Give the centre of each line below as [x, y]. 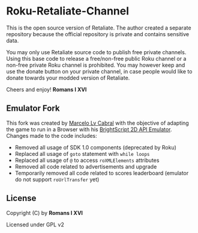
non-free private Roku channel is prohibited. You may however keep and [96, 65]
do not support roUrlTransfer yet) [57, 179]
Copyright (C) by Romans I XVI [44, 213]
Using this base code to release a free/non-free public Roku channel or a [96, 58]
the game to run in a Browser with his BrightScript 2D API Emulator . [89, 129]
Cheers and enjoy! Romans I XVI [46, 89]
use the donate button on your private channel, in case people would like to [99, 71]
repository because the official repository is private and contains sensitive [98, 34]
